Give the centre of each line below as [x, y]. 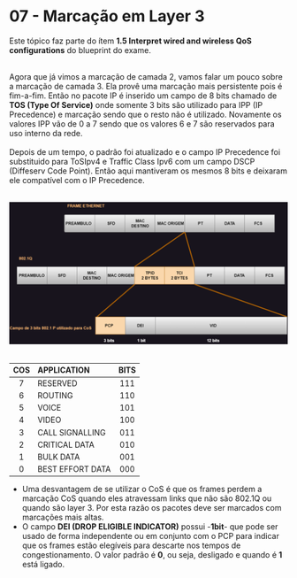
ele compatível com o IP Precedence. [77, 180]
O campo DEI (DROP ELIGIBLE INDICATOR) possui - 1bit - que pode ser [150, 526]
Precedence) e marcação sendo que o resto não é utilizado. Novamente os [145, 114]
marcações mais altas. [63, 517]
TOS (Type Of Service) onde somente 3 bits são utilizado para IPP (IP [136, 104]
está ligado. [43, 564]
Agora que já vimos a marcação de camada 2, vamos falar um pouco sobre [146, 76]
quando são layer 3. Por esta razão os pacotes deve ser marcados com [152, 507]
